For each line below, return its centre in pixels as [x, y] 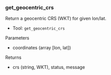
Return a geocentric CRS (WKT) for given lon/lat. [56, 19]
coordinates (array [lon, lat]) [42, 48]
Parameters [17, 38]
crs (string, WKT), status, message [49, 67]
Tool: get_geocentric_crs [39, 28]
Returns [13, 57]
